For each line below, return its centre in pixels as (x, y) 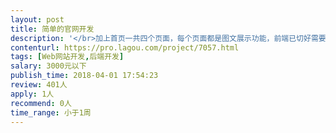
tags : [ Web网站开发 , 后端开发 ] (67, 57)
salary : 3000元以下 (48, 66)
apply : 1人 (32, 94)
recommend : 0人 (41, 103)
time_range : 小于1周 (51, 112)
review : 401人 (39, 85)
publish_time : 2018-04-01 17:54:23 (84, 76)
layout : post (37, 19)
